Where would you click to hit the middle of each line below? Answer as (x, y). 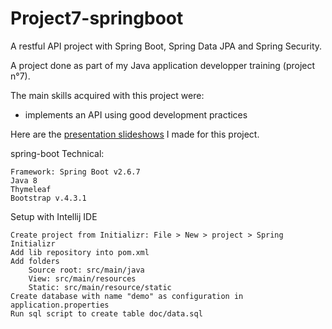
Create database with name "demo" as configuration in (127, 296)
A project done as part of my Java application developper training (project (163, 65)
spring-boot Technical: (57, 153)
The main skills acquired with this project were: (107, 95)
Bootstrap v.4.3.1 (48, 198)
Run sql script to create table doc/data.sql (106, 313)
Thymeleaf (31, 189)
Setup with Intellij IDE (54, 216)
